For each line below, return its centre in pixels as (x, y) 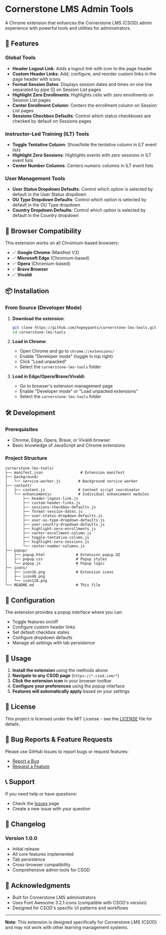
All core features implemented (43, 854)
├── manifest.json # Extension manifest (65, 473)
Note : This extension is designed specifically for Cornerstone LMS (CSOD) (81, 922)
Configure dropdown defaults (42, 638)
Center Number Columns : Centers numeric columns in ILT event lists (83, 165)
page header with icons (36, 79)
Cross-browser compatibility (41, 865)
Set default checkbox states (41, 632)
